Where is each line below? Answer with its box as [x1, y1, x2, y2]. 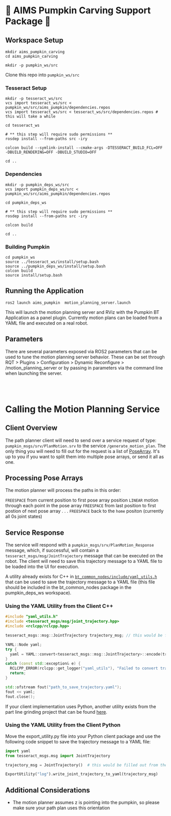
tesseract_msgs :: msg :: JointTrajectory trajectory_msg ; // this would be [5, 633, 163, 638]
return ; [10, 671, 26, 676]
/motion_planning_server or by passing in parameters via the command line [5, 365, 163, 371]
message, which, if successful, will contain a [5, 547, 99, 554]
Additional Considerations [5, 786, 90, 795]
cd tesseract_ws [5, 123, 40, 128]
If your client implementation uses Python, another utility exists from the [5, 703, 156, 710]
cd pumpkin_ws [5, 255, 36, 260]
